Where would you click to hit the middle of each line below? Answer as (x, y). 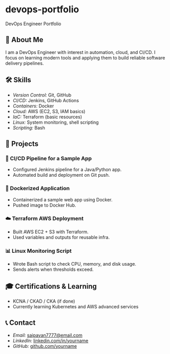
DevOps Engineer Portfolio (33, 24)
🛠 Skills (18, 80)
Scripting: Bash (29, 127)
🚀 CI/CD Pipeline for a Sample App (49, 158)
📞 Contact (20, 323)
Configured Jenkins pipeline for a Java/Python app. (67, 170)
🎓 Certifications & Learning (51, 286)
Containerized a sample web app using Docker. (62, 199)
